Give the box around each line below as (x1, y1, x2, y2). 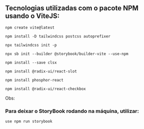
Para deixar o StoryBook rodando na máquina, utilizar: (5, 107, 139, 114)
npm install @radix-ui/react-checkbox (5, 86, 86, 91)
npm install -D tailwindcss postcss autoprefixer (5, 33, 111, 39)
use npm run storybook (5, 119, 52, 124)
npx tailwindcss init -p (5, 42, 57, 47)
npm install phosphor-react (5, 77, 64, 82)
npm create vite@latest (5, 25, 55, 30)
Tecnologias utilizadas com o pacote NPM (5, 4, 139, 12)
